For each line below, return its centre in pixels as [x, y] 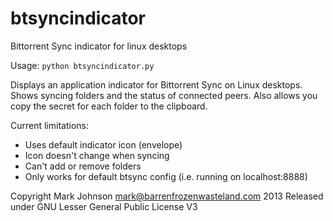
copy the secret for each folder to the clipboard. [109, 106]
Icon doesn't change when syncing [97, 155]
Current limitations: [49, 125]
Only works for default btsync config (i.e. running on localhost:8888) [166, 176]
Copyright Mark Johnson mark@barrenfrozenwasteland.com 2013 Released [167, 196]
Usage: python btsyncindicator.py [82, 65]
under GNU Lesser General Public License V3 [104, 206]
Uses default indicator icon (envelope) [103, 144]
